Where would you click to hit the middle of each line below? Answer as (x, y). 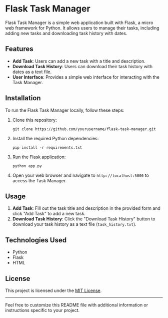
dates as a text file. (32, 72)
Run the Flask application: (39, 157)
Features (19, 49)
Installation (23, 98)
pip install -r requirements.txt (47, 147)
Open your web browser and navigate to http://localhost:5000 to (80, 175)
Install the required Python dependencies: (55, 138)
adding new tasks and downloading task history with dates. (66, 33)
